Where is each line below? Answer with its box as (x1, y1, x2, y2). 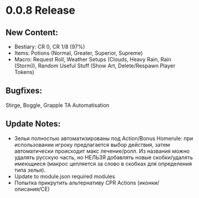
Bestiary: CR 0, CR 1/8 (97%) (14, 43, 85, 50)
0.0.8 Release (5, 4, 75, 17)
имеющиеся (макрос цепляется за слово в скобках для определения (14, 160, 192, 167)
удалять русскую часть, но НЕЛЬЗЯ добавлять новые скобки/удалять (14, 153, 193, 161)
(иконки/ (137, 179, 160, 186)
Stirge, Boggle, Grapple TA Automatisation (5, 101, 110, 109)
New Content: (5, 27, 59, 38)
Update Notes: (5, 119, 61, 129)
